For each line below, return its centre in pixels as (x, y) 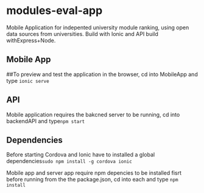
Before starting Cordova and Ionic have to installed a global (81, 155)
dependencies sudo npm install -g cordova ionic (69, 161)
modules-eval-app (55, 11)
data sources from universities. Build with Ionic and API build (82, 33)
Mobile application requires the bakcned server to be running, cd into (93, 114)
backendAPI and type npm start (46, 121)
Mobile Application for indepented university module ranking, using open (98, 27)
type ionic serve (28, 80)
